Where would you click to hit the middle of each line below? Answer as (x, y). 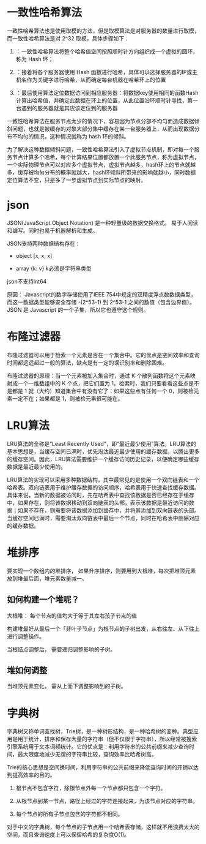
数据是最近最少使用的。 (36, 467)
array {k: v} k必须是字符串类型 (53, 268)
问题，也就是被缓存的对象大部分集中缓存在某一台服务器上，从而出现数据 (103, 129)
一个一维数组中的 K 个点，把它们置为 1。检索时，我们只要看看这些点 (103, 383)
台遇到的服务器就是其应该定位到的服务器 (67, 108)
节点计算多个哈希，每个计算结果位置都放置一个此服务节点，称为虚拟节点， (106, 157)
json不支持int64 (27, 281)
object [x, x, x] (34, 255)
